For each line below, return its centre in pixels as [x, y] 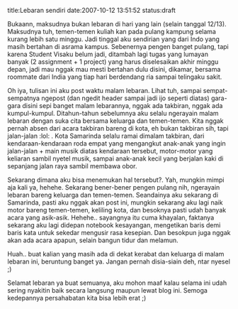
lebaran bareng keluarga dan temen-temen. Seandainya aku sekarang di [113, 195]
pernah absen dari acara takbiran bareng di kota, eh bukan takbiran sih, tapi [118, 128]
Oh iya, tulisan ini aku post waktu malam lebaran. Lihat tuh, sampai [104, 91]
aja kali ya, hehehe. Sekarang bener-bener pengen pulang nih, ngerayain [114, 187]
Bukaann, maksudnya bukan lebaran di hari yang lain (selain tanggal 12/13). [117, 24]
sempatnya [24, 98]
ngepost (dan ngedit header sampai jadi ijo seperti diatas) [126, 98]
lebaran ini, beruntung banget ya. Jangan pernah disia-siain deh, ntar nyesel [119, 261]
